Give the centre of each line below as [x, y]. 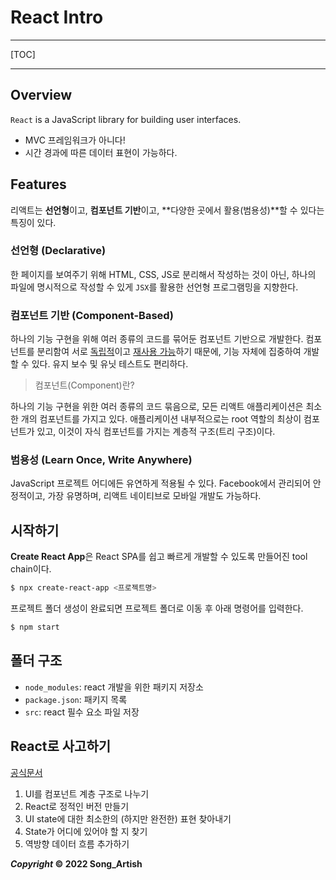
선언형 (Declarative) [58, 251]
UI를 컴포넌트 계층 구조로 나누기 [87, 793]
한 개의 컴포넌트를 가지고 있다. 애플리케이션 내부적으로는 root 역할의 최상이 [156, 419]
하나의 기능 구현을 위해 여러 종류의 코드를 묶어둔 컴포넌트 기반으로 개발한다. [157, 339]
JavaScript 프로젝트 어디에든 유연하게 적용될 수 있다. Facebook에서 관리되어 [160, 483]
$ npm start [35, 627]
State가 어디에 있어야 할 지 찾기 [86, 831]
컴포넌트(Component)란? [84, 385]
